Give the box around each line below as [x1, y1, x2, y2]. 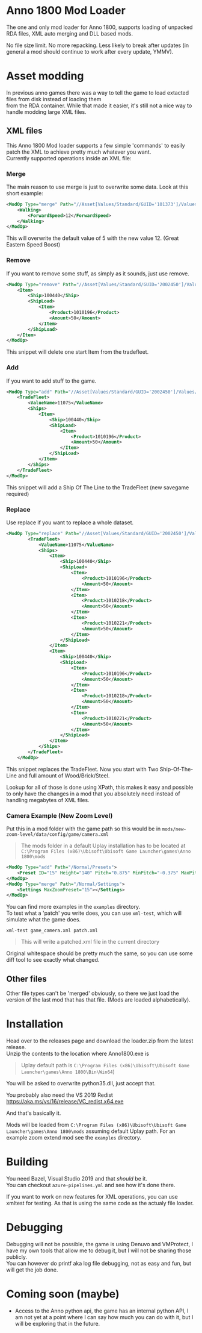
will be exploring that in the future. [14, 1320, 100, 1327]
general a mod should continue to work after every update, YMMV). [6, 48, 174, 55]
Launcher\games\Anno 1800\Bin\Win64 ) [20, 1068, 115, 1076]
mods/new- [162, 826, 186, 832]
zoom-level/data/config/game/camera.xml [6, 832, 109, 838]
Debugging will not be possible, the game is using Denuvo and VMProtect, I [6, 1240, 194, 1247]
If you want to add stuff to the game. [6, 377, 97, 384]
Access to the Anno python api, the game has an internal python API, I [14, 1307, 189, 1314]
